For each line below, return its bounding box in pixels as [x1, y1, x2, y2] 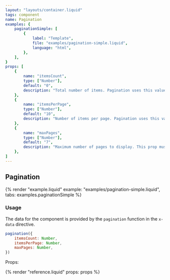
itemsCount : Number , [14, 236, 58, 241]
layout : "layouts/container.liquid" [5, 7, 82, 13]
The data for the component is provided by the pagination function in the [5, 215, 158, 222]
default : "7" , [23, 140, 53, 145]
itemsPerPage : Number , [14, 240, 62, 245]
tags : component [5, 12, 39, 17]
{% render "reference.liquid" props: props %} [5, 269, 100, 275]
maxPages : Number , [14, 245, 53, 251]
